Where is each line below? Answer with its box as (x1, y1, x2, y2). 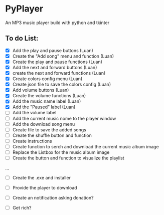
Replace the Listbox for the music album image (12, 149, 110, 155)
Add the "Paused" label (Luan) (12, 104, 76, 110)
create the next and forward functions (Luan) (12, 70, 106, 76)
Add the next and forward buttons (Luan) (12, 64, 97, 70)
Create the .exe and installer (12, 175, 71, 180)
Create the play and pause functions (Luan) (12, 59, 103, 65)
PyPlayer (5, 3, 44, 15)
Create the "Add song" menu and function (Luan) (12, 53, 114, 59)
